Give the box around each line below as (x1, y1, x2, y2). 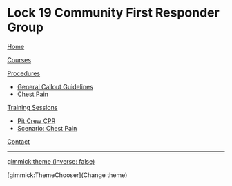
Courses (7, 55, 32, 64)
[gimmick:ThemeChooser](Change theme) (7, 171, 128, 179)
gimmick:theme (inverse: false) (7, 157, 95, 165)
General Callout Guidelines (17, 82, 93, 91)
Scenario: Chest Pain (17, 124, 77, 132)
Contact (7, 137, 30, 146)
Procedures (7, 69, 40, 77)
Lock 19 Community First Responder (7, 5, 220, 21)
